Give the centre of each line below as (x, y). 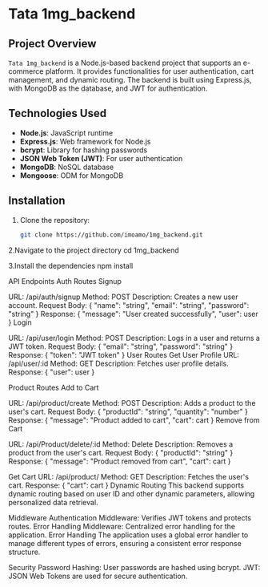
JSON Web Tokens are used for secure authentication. (98, 576)
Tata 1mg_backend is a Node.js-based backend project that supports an (125, 63)
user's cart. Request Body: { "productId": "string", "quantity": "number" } (128, 411)
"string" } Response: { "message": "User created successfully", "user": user (133, 314)
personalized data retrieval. (53, 502)
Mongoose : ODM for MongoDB (72, 175)
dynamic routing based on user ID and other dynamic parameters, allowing (132, 493)
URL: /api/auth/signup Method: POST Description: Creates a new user (123, 297)
